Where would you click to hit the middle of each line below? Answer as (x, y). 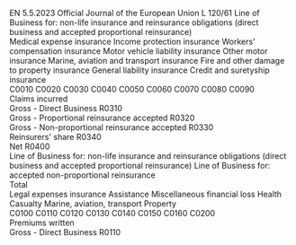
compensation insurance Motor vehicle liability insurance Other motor (139, 51)
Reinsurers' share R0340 (55, 137)
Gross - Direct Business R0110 (65, 232)
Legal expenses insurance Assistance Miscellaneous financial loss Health (145, 194)
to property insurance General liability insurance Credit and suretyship (139, 70)
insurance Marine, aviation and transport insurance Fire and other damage (147, 61)
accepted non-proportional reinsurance (82, 175)
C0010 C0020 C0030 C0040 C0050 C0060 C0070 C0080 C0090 (132, 89)
